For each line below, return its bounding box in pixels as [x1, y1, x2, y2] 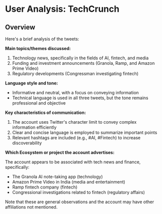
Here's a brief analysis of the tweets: [5, 36, 79, 42]
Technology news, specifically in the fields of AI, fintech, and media [12, 55, 149, 61]
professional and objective [12, 100, 66, 106]
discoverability [12, 140, 42, 146]
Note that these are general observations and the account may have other [5, 199, 154, 205]
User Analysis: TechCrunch [5, 3, 120, 15]
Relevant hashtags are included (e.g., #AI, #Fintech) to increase [12, 135, 141, 140]
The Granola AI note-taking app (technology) [12, 174, 103, 180]
